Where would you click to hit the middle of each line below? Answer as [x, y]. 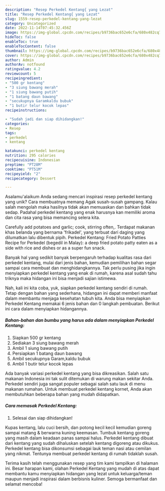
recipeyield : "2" [23, 174]
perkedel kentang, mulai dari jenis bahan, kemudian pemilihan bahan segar [81, 263]
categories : [17, 123]
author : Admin [20, 60]
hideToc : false [21, 37]
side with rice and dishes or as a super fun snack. [55, 248]
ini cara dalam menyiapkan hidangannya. [46, 309]
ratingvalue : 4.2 [23, 69]
